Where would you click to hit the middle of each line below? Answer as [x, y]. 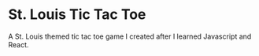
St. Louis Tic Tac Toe [77, 15]
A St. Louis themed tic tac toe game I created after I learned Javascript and [130, 36]
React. [18, 44]
